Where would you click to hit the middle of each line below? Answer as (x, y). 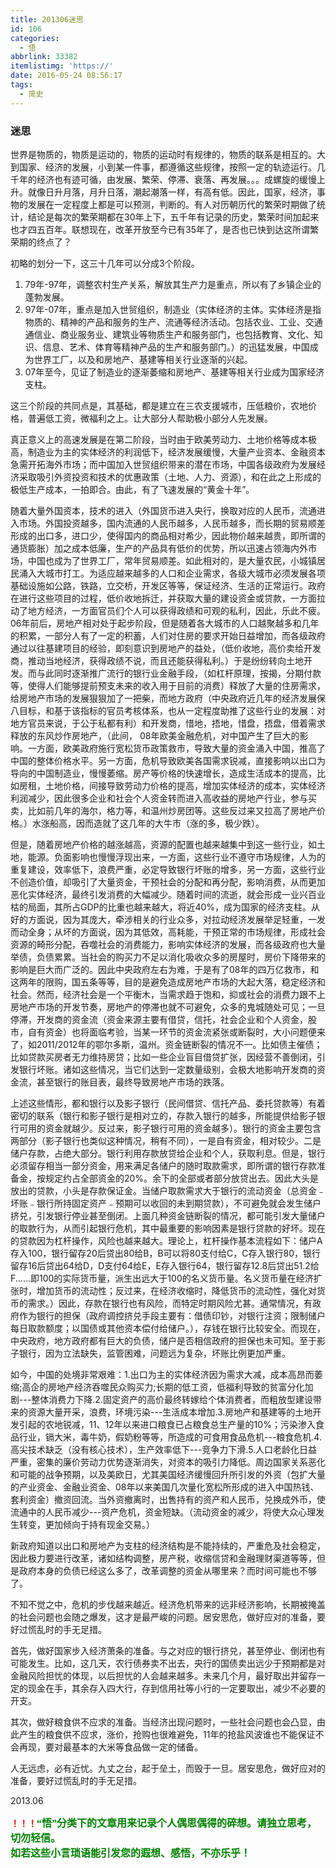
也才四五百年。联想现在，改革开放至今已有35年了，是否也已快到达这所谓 (160, 229)
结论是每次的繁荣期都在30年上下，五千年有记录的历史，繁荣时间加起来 (173, 217)
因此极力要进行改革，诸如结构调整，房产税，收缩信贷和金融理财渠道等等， (163, 1558)
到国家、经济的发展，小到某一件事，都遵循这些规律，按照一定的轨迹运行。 (163, 167)
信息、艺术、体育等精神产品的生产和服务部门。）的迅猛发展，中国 (176, 347)
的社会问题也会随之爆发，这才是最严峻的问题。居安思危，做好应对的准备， (163, 1617)
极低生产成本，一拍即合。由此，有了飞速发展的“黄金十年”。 (132, 489)
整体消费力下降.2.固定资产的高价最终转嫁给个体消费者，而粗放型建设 (172, 1399)
